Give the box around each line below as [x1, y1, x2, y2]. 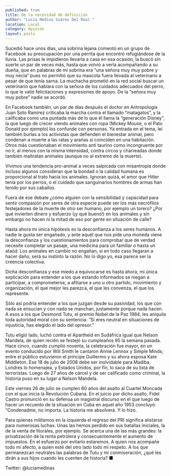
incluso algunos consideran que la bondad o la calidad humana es [5, 168, 144, 174]
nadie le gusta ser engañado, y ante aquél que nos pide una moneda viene [5, 232, 162, 238]
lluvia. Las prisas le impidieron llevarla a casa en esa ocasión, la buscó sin [5, 56, 161, 62]
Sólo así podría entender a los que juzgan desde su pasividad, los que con [5, 300, 162, 306]
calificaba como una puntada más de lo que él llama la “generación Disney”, [5, 115, 165, 121]
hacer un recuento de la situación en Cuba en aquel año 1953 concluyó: [5, 402, 157, 407]
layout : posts [5, 31, 36, 36]
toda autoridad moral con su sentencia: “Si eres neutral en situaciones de [5, 316, 160, 323]
